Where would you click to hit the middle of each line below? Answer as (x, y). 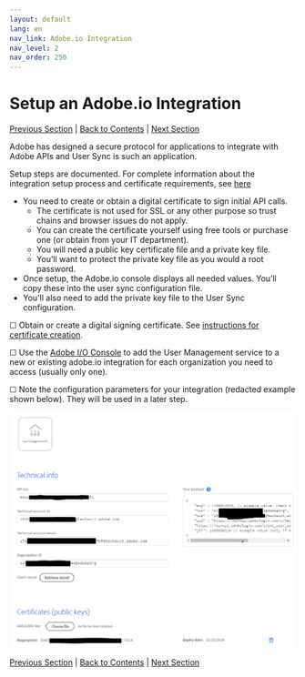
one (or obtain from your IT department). (112, 240)
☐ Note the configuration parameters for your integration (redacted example (152, 389)
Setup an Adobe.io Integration (125, 104)
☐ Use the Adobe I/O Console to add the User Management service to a (144, 353)
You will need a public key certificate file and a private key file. (153, 249)
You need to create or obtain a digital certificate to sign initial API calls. (155, 201)
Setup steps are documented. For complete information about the (132, 174)
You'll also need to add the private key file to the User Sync (134, 298)
